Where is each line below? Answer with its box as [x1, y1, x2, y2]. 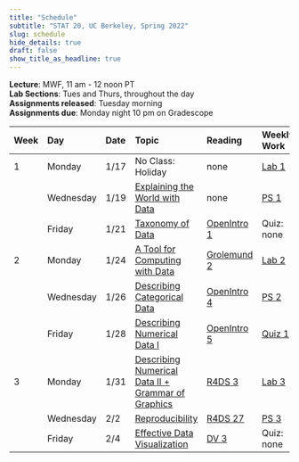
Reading [206, 135, 243, 146]
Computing [134, 254, 182, 266]
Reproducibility [134, 412, 198, 425]
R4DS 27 [206, 412, 245, 425]
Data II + [134, 375, 171, 388]
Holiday [134, 166, 167, 178]
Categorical [134, 291, 184, 303]
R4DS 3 [206, 375, 238, 388]
